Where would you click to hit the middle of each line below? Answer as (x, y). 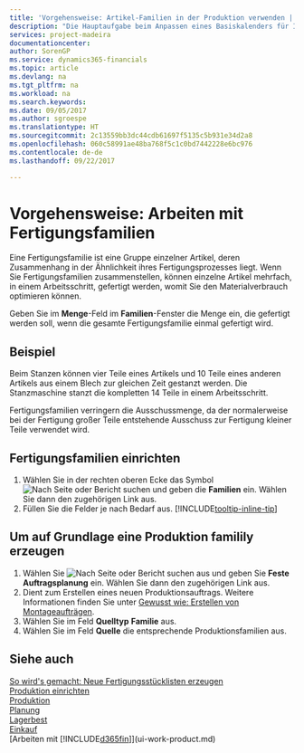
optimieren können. (45, 296)
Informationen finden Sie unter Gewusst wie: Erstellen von (131, 602)
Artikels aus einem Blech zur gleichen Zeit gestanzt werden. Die (128, 383)
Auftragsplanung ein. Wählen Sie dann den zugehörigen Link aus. (146, 582)
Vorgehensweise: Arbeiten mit (127, 213)
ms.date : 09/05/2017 (48, 110)
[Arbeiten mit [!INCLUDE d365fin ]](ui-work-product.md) (113, 739)
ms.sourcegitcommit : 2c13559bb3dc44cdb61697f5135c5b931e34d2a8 (131, 136)
